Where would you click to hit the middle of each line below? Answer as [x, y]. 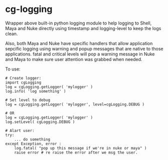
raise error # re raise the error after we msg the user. [76, 152]
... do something [32, 139]
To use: [13, 69]
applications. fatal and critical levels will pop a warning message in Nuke [80, 54]
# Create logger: [23, 78]
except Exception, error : [33, 143]
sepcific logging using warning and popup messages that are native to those [85, 48]
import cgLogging [23, 82]
